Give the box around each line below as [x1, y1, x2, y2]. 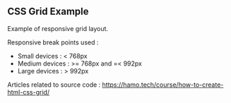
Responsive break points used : [7, 38, 99, 47]
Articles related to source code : [7, 80, 101, 89]
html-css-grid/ [7, 87, 50, 96]
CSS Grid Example [7, 6, 90, 18]
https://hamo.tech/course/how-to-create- [102, 80, 224, 89]
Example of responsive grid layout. [7, 24, 108, 32]
